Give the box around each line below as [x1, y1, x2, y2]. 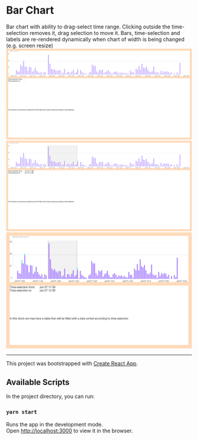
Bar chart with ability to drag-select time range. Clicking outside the [6, 23, 171, 30]
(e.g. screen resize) [6, 42, 54, 49]
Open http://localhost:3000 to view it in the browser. [6, 427, 133, 435]
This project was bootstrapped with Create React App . [6, 360, 138, 367]
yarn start [6, 409, 37, 415]
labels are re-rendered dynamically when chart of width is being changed [6, 35, 184, 43]
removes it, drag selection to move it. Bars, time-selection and [29, 29, 180, 36]
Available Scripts [6, 377, 70, 387]
